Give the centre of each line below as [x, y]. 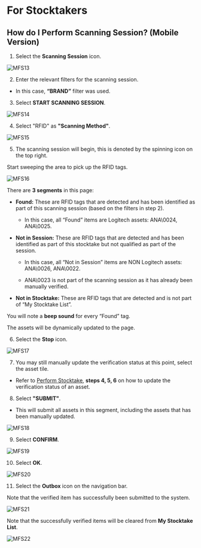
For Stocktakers [47, 10]
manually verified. [46, 286]
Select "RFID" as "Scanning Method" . [63, 126]
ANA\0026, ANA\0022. [52, 268]
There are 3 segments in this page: [51, 190]
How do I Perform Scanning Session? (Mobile [93, 33]
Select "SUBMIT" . [38, 398]
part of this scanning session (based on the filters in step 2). [90, 208]
